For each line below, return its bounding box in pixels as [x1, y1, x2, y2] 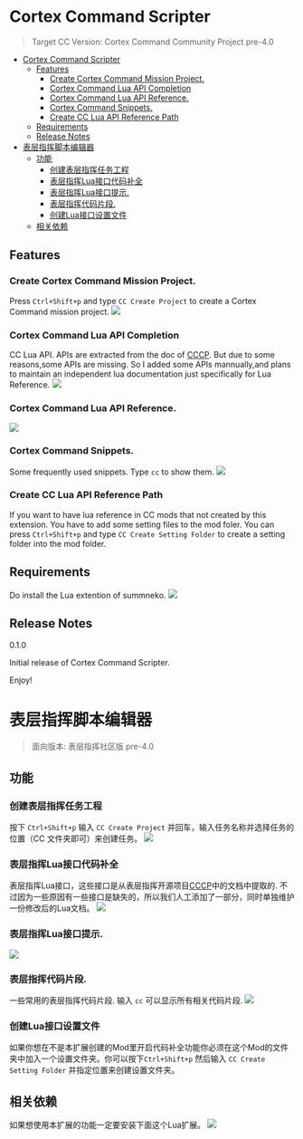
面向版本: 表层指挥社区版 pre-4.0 [31, 741, 154, 752]
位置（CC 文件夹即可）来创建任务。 [9, 833, 143, 844]
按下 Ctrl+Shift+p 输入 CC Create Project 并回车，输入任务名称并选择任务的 [9, 822, 295, 833]
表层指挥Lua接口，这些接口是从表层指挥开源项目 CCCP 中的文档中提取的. [9, 880, 278, 891]
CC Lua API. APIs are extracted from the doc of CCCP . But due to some [9, 349, 276, 359]
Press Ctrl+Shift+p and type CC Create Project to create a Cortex [9, 295, 257, 306]
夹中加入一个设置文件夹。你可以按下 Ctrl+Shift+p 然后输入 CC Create [9, 1053, 266, 1065]
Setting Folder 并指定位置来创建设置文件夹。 [9, 1065, 180, 1076]
